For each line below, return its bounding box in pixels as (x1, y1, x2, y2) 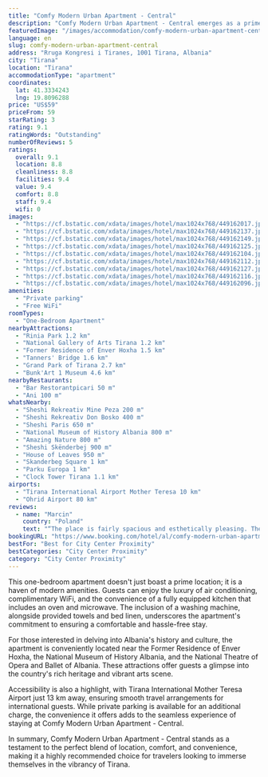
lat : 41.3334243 (15, 86, 69, 94)
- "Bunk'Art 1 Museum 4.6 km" (15, 369, 116, 377)
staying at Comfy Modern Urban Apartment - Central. (8, 718, 184, 728)
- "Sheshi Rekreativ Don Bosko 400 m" (15, 414, 145, 422)
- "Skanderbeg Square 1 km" (15, 458, 109, 467)
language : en (8, 34, 52, 42)
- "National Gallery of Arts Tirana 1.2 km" (15, 339, 166, 347)
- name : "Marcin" (15, 510, 73, 519)
